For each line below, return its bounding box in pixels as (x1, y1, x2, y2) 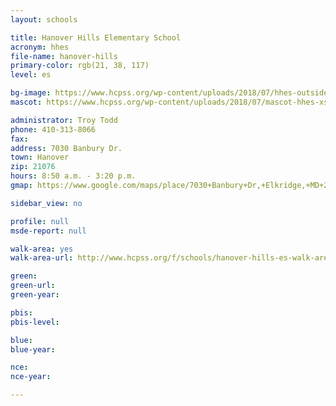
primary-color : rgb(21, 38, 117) (10, 61, 150, 71)
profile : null (10, 216, 70, 226)
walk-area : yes (10, 244, 74, 254)
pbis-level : (10, 317, 60, 327)
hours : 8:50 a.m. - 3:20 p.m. (10, 171, 137, 181)
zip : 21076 (10, 162, 56, 172)
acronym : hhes (10, 42, 70, 52)
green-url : (10, 281, 56, 291)
